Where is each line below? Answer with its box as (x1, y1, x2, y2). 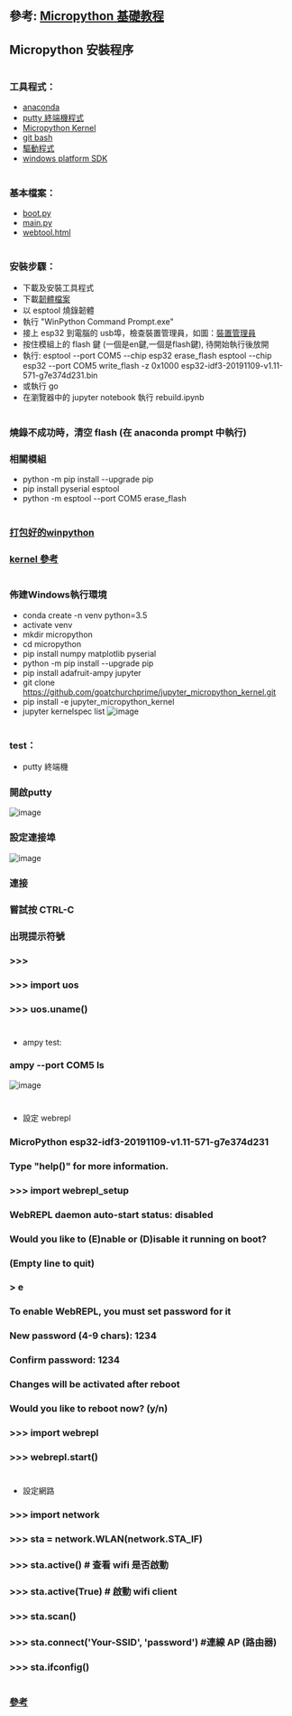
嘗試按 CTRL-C (9, 903, 75, 915)
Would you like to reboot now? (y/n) (9, 1402, 169, 1415)
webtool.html (22, 227, 71, 238)
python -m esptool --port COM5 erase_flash (22, 492, 187, 503)
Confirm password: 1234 (9, 1354, 120, 1366)
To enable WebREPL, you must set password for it (9, 1305, 232, 1317)
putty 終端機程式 (22, 112, 84, 124)
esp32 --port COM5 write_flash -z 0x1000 (22, 361, 179, 371)
